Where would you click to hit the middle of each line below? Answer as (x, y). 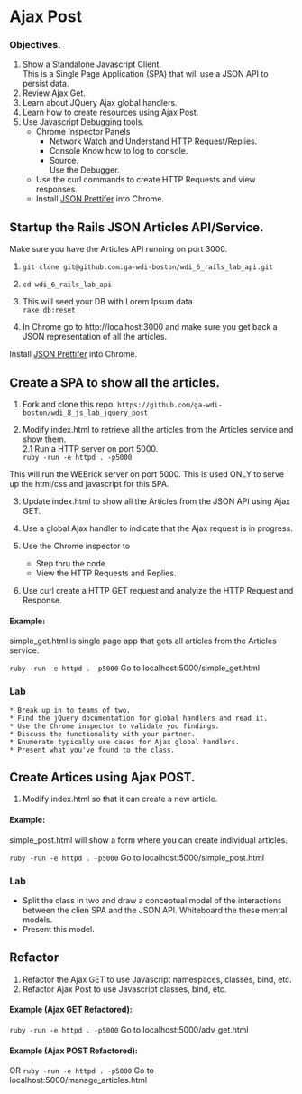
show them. (44, 439)
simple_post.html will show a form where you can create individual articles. (149, 840)
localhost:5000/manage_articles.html (78, 1080)
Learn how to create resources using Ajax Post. (110, 112)
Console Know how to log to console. (119, 151)
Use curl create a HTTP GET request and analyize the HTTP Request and (158, 591)
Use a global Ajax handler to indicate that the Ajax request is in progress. (157, 528)
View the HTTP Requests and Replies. (106, 573)
